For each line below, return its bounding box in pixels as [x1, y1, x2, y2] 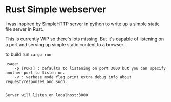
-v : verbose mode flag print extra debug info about [14, 74, 132, 80]
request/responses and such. [5, 79, 68, 84]
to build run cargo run [5, 51, 52, 57]
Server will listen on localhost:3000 [5, 92, 88, 98]
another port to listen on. [5, 70, 66, 75]
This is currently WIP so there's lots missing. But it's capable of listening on [5, 36, 164, 42]
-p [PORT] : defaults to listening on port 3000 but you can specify [14, 66, 166, 71]
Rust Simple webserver [5, 4, 106, 15]
